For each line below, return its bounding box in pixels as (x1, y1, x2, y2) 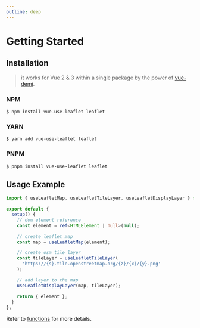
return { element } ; (17, 293, 68, 299)
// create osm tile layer (17, 250, 82, 256)
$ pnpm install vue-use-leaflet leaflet (6, 163, 108, 169)
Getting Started (6, 34, 85, 48)
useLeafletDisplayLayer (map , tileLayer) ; (17, 283, 121, 289)
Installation (6, 58, 49, 69)
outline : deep (6, 8, 42, 15)
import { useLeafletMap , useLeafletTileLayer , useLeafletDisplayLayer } (6, 195, 190, 202)
